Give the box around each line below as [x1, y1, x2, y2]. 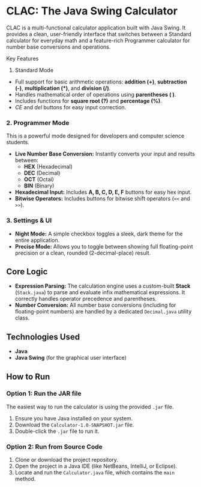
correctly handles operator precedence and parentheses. [14, 295, 157, 303]
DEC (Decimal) [23, 169, 61, 177]
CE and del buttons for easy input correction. [14, 103, 127, 110]
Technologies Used [6, 331, 80, 342]
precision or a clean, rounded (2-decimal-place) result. [14, 249, 151, 256]
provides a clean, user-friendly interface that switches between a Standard [6, 30, 192, 37]
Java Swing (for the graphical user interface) [14, 354, 127, 361]
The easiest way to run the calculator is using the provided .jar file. [6, 403, 174, 410]
